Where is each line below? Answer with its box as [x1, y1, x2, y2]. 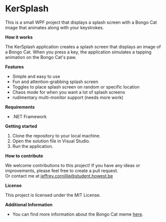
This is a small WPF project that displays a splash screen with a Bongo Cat [5, 19, 157, 25]
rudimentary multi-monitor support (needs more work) [12, 94, 124, 100]
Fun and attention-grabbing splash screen [12, 79, 99, 85]
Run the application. [12, 143, 54, 149]
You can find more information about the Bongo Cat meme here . [12, 211, 144, 217]
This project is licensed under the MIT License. [5, 192, 101, 198]
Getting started [5, 123, 37, 129]
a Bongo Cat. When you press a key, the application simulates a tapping [5, 49, 152, 55]
